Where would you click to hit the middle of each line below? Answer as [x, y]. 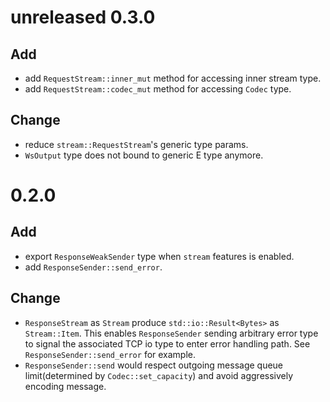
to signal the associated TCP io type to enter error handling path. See [167, 343]
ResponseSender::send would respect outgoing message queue [154, 365]
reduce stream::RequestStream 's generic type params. [136, 144]
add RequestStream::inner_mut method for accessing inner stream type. [173, 78]
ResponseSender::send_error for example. [110, 354]
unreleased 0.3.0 [83, 17]
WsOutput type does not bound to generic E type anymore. [144, 155]
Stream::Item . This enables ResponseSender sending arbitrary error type [171, 333]
